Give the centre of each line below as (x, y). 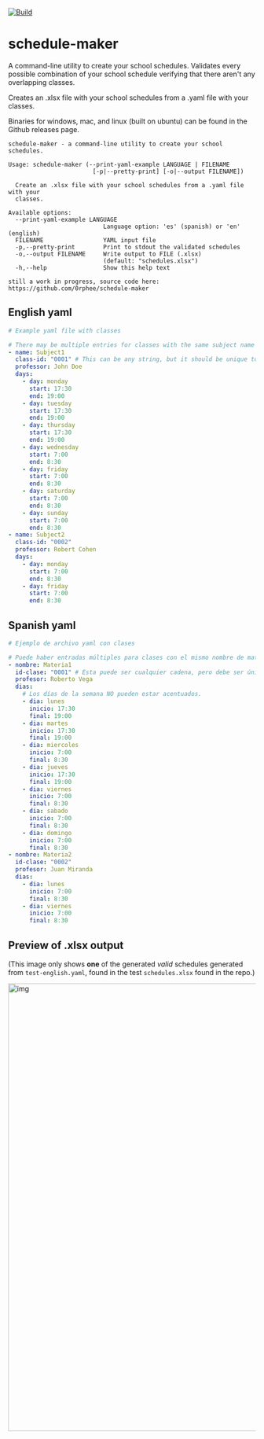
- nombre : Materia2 (40, 855)
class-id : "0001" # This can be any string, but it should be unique (131, 359)
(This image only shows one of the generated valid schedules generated (126, 964)
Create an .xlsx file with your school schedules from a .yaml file (130, 185)
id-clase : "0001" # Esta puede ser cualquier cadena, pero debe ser (130, 672)
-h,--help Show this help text (93, 267)
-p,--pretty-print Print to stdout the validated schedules (128, 247)
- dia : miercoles (51, 745)
